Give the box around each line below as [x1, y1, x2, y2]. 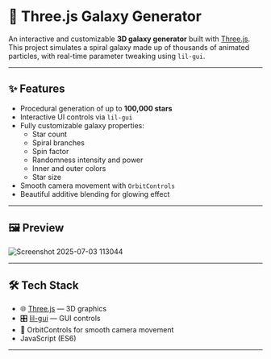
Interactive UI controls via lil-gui [19, 112, 133, 122]
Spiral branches [31, 137, 85, 148]
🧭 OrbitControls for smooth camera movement [19, 325, 174, 335]
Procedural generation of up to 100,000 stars [19, 103, 173, 113]
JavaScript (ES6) [19, 334, 77, 344]
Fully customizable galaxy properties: [19, 120, 145, 130]
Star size [31, 172, 62, 182]
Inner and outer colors [31, 163, 106, 173]
